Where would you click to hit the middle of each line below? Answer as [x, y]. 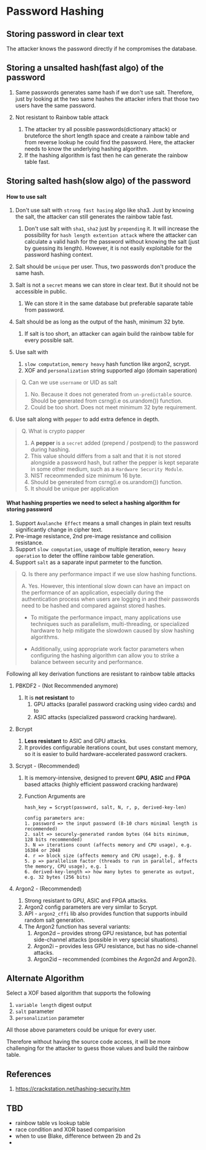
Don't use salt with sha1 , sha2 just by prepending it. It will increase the [112, 229]
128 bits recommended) [53, 839]
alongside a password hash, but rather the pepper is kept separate [115, 463]
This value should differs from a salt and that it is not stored [106, 456]
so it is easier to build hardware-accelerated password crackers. [106, 754]
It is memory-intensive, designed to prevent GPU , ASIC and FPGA [107, 778]
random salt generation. [55, 920]
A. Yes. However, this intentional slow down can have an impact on [106, 586]
